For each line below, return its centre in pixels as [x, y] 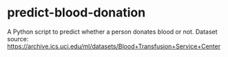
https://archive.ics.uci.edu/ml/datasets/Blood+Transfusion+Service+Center [114, 46]
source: [18, 38]
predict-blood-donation [76, 13]
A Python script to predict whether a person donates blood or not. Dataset [113, 32]
